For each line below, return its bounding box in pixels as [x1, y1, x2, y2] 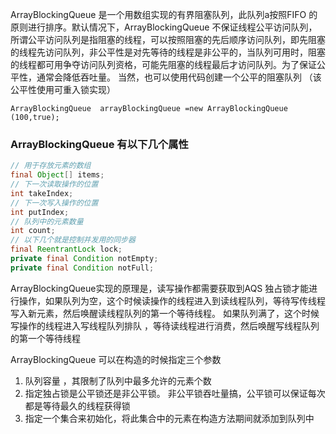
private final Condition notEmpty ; [10, 254, 159, 264]
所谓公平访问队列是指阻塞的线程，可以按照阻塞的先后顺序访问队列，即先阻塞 [10, 34, 326, 45]
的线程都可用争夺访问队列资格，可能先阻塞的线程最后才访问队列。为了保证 [10, 59, 317, 70]
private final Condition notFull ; [10, 263, 155, 273]
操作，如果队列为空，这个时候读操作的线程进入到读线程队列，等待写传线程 [18, 294, 326, 307]
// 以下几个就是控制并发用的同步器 [10, 235, 136, 245]
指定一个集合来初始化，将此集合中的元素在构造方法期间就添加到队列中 [24, 412, 315, 424]
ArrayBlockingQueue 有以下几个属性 [10, 137, 189, 151]
